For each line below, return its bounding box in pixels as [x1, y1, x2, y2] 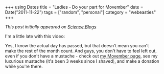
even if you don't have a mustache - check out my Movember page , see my [5, 53, 158, 59]
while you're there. [5, 63, 43, 69]
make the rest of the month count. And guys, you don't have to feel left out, [5, 48, 157, 54]
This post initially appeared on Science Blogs [5, 24, 96, 30]
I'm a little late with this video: [5, 34, 65, 39]
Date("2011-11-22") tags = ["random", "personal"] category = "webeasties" [5, 9, 156, 15]
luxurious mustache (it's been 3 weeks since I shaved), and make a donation [5, 58, 160, 64]
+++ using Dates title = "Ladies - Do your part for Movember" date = [5, 4, 143, 10]
